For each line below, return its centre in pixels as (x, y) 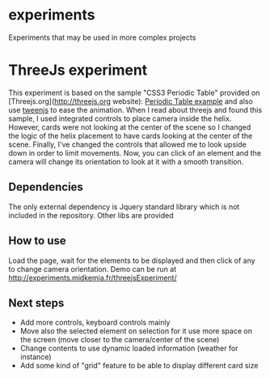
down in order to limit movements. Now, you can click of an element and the (135, 152)
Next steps (36, 303)
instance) (36, 357)
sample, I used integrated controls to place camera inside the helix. (120, 118)
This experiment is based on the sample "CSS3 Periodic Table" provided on (134, 92)
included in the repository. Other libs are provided (91, 215)
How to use (37, 241)
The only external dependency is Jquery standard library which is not (124, 206)
